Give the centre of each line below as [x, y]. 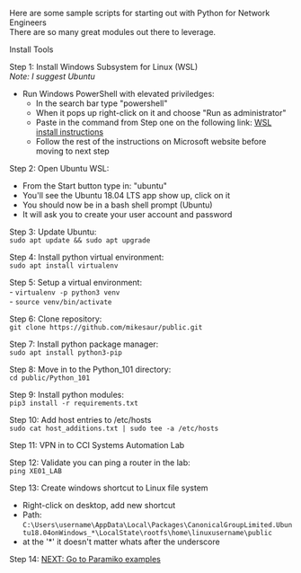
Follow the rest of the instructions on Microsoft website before [151, 141]
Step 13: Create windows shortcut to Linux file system [109, 488]
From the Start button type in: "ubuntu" [95, 186]
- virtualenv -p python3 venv [65, 292]
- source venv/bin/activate [61, 301]
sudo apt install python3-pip [66, 353]
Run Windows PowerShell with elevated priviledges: [118, 94]
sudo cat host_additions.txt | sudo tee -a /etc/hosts [114, 428]
